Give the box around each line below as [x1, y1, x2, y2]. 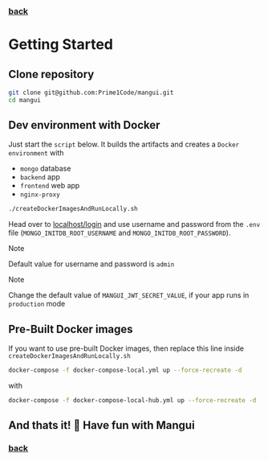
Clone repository [8, 67, 95, 81]
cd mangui [8, 96, 42, 104]
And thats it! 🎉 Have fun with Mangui [8, 418, 195, 432]
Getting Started [8, 35, 114, 54]
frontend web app [19, 181, 80, 191]
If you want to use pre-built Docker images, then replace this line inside [8, 344, 245, 353]
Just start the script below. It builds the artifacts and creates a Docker [8, 139, 240, 150]
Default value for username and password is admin [8, 259, 175, 269]
